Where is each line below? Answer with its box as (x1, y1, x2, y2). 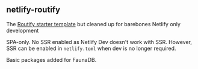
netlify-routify (6, 5, 61, 15)
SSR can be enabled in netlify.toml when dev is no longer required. (6, 45, 176, 52)
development (6, 27, 39, 34)
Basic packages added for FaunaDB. (6, 56, 97, 63)
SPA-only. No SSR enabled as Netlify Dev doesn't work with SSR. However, (6, 38, 193, 45)
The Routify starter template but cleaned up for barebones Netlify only (6, 20, 181, 27)
